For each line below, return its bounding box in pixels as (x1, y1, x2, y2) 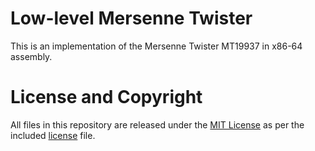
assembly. (10, 50, 53, 62)
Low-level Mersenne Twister (10, 7, 253, 30)
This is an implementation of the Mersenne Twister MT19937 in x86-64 (10, 40, 303, 52)
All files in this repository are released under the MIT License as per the (10, 118, 305, 131)
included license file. (10, 129, 96, 141)
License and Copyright (10, 86, 203, 109)
